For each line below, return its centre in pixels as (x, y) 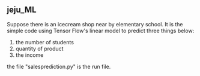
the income (29, 55)
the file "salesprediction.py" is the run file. (59, 66)
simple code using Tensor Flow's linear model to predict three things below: (101, 31)
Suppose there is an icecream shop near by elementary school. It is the (95, 24)
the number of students (45, 42)
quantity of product (39, 48)
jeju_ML (22, 10)
